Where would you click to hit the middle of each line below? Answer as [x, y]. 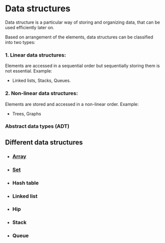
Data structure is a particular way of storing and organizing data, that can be [82, 22]
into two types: [20, 42]
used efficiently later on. [30, 27]
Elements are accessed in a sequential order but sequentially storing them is [82, 66]
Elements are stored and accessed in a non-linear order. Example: [72, 104]
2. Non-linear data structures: [42, 93]
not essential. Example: [29, 71]
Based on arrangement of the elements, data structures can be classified [79, 37]
